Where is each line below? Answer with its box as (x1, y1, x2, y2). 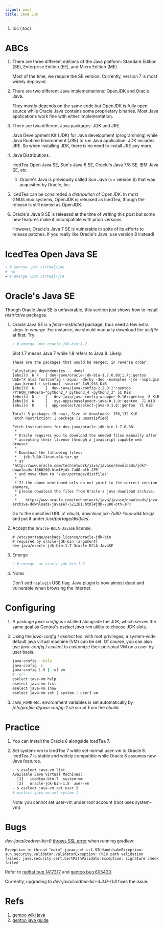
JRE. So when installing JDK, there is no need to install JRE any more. (12, 143, 153, 149)
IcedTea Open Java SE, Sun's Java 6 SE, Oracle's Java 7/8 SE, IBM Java (12, 162, 159, 168)
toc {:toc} (12, 25, 32, 31)
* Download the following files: (14, 450, 83, 455)
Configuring (5, 602, 55, 613)
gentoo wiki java (12, 912, 46, 918)
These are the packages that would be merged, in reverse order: (12, 360, 148, 365)
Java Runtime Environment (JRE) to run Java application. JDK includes (12, 138, 155, 144)
